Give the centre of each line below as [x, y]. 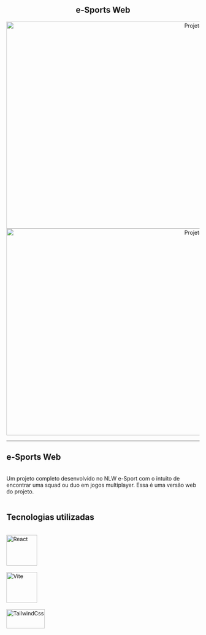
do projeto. [20, 491]
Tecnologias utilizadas [50, 517]
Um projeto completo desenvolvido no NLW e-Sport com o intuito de [93, 478]
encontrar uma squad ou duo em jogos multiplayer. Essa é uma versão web [101, 485]
